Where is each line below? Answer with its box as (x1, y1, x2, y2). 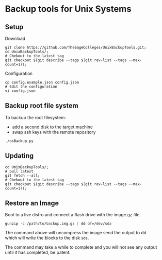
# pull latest (5, 169, 34, 173)
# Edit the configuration (5, 84, 57, 89)
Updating (5, 152, 34, 160)
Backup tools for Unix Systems (5, 3, 132, 15)
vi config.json (5, 88, 36, 93)
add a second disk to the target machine (12, 124, 93, 130)
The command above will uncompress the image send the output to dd (5, 230, 146, 236)
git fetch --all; (5, 173, 40, 178)
